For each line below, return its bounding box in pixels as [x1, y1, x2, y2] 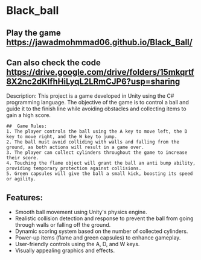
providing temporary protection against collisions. [6, 165, 142, 172]
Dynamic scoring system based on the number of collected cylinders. [14, 227, 188, 235]
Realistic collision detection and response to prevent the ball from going [14, 215, 194, 222]
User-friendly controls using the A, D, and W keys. [14, 241, 140, 248]
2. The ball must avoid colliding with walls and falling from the [6, 139, 180, 145]
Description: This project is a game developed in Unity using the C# [6, 92, 174, 100]
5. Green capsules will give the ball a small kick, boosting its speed [6, 171, 193, 177]
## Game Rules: [6, 123, 47, 130]
